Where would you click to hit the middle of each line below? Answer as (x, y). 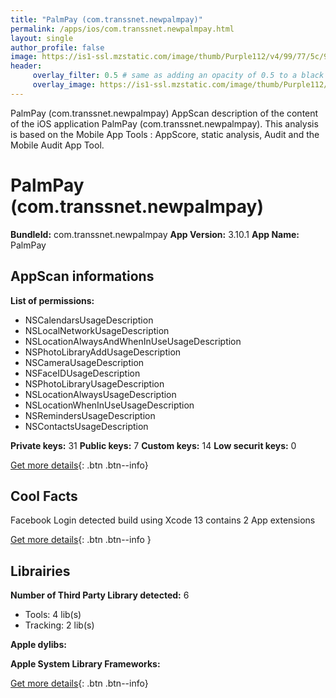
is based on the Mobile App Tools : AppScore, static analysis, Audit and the (165, 134)
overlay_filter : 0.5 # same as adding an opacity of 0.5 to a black (178, 76)
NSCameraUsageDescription (84, 362)
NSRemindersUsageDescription (90, 415)
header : (26, 66)
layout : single (42, 38)
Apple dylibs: (38, 645)
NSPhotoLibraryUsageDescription (94, 383)
